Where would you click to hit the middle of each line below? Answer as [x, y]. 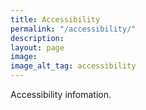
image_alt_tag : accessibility [73, 66]
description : [37, 38]
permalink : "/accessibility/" [73, 29]
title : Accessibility [55, 19]
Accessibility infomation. [61, 94]
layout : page [37, 47]
